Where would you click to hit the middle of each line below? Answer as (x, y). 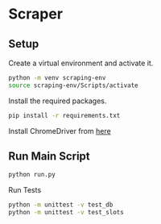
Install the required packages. (58, 101)
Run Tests (25, 190)
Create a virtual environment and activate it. (81, 63)
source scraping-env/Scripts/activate (73, 85)
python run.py (32, 175)
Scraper (35, 14)
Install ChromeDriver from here (60, 131)
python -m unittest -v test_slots (66, 213)
